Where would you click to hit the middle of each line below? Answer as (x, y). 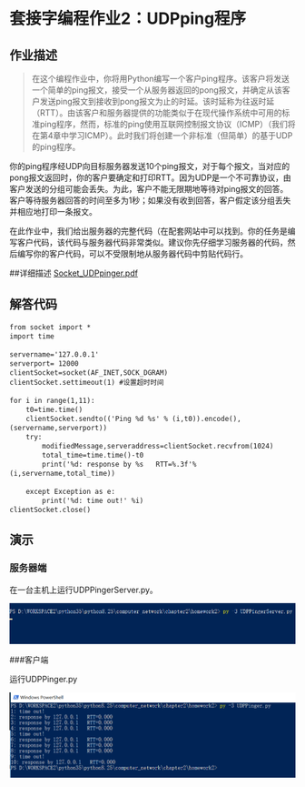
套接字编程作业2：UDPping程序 (128, 19)
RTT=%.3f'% (176, 464)
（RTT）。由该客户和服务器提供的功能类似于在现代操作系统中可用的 (157, 113)
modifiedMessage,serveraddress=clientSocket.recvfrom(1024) (158, 446)
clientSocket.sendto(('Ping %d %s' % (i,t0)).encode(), (134, 419)
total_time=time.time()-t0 (93, 455)
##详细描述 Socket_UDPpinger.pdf (74, 273)
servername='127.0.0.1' (54, 354)
